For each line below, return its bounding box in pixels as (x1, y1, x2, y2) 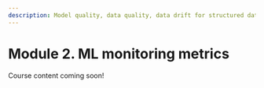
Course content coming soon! (8, 71, 104, 80)
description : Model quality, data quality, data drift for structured (8, 11, 244, 19)
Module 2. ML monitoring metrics (8, 44, 230, 62)
